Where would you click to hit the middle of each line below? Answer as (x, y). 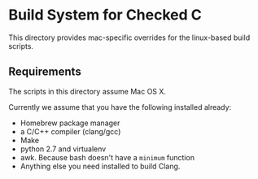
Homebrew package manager (70, 123)
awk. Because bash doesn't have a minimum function (107, 157)
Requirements (45, 72)
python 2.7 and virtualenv (63, 149)
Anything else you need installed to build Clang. (100, 166)
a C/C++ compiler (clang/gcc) (70, 131)
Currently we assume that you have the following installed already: (120, 107)
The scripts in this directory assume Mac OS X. (87, 91)
